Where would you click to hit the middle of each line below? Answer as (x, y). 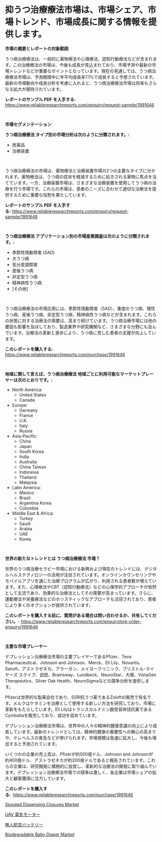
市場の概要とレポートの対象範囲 (37, 48)
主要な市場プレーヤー (26, 646)
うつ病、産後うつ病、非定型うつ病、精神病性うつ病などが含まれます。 (74, 314)
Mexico (27, 492)
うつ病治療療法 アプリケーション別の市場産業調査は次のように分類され (75, 236)
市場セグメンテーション (28, 124)
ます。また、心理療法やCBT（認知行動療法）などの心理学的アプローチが (77, 587)
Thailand (28, 477)
